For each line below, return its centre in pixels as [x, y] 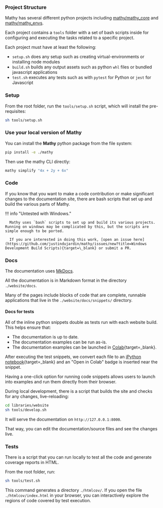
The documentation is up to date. [45, 337]
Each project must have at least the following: [51, 47]
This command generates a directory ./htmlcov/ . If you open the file [74, 490]
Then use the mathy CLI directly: [38, 161]
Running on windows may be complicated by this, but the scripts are [77, 227]
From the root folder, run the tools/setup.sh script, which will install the [77, 106]
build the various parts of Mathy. [38, 204]
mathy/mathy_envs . [24, 23]
